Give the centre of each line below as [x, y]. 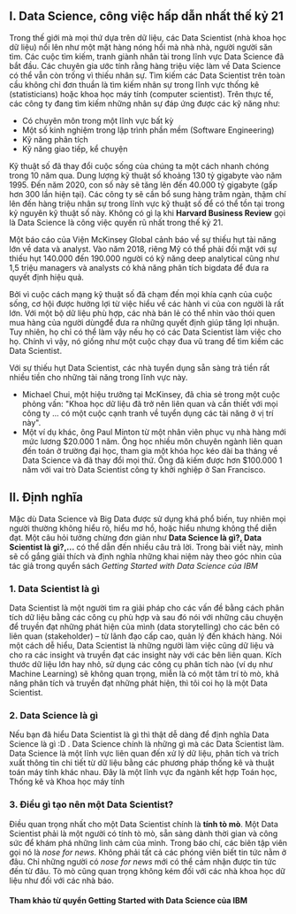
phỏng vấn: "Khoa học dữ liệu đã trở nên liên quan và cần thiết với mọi [150, 403]
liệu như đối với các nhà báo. [62, 880]
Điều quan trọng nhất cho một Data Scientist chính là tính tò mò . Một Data [144, 824]
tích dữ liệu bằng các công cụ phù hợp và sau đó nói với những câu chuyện [146, 617]
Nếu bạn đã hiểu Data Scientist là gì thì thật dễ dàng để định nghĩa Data [139, 734]
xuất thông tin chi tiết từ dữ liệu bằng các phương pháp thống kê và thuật [142, 763]
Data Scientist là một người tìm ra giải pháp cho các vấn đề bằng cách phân [147, 608]
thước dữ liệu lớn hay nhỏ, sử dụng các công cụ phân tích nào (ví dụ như [141, 664]
